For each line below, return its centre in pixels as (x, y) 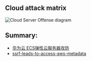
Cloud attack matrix (36, 8)
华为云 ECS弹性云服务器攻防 (41, 48)
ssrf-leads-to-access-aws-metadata (49, 53)
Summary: (21, 36)
